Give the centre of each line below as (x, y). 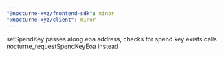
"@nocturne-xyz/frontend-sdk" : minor (60, 13)
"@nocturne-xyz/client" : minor (51, 20)
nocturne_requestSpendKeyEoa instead (63, 46)
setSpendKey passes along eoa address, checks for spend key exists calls (112, 39)
